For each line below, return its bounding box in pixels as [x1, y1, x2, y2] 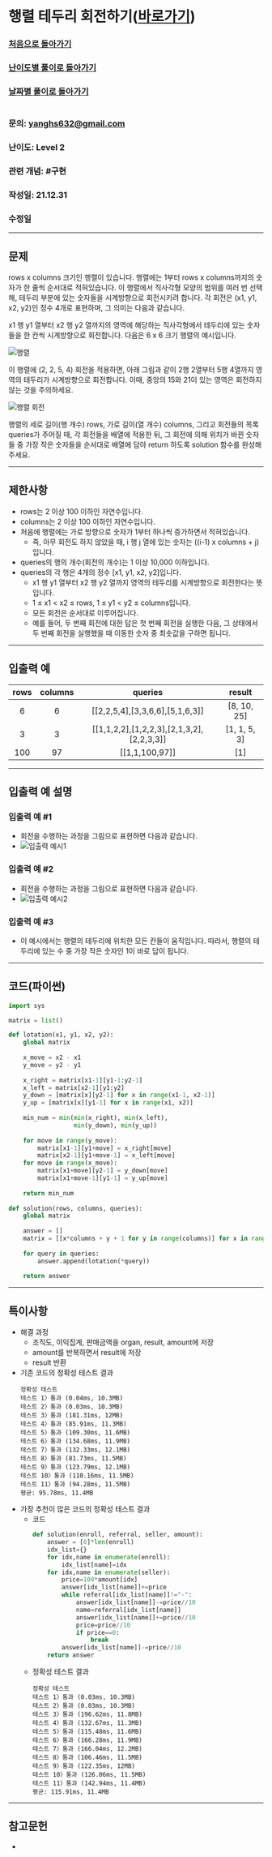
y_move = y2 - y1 [23, 1061, 82, 1069]
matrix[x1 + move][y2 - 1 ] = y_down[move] [37, 1167, 168, 1175]
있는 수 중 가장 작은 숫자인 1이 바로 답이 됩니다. [41, 946, 189, 955]
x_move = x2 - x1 [23, 1053, 82, 1062]
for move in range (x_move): [23, 1159, 117, 1168]
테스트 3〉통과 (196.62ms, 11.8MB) [32, 1710, 143, 1719]
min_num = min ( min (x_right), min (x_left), [23, 1114, 168, 1122]
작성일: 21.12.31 [8, 189, 67, 200]
